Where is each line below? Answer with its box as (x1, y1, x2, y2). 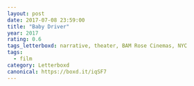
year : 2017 (7, 29, 39, 37)
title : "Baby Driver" (7, 23, 70, 30)
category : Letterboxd (7, 62, 70, 69)
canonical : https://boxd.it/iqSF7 (7, 68, 107, 75)
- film (13, 55, 33, 62)
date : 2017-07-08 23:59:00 (7, 17, 85, 24)
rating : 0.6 (7, 36, 42, 43)
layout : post (7, 10, 45, 17)
